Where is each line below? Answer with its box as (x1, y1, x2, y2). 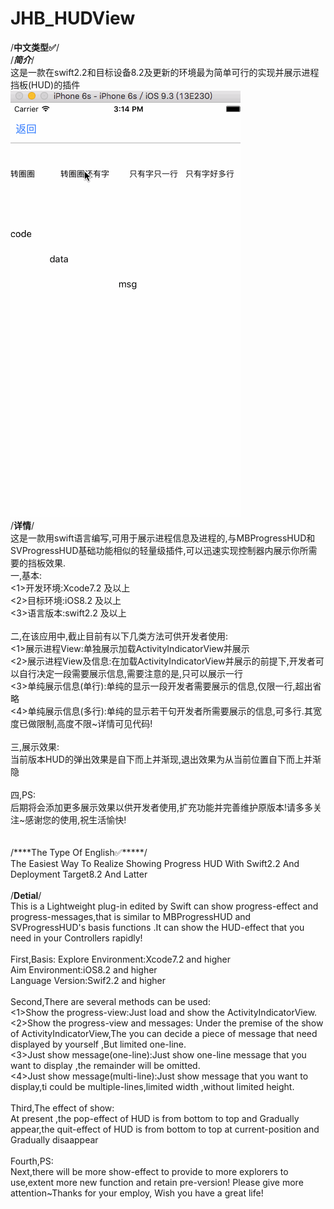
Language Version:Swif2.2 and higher (10, 974, 166, 986)
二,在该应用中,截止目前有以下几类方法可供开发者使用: (10, 630, 229, 642)
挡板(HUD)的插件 (10, 78, 81, 91)
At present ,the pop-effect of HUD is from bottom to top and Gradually (10, 1112, 300, 1124)
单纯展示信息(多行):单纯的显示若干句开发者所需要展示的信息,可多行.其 (27, 705, 313, 717)
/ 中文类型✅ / (10, 41, 60, 53)
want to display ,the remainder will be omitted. (10, 1059, 201, 1071)
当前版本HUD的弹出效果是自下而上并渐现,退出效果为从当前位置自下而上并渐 (10, 753, 322, 765)
